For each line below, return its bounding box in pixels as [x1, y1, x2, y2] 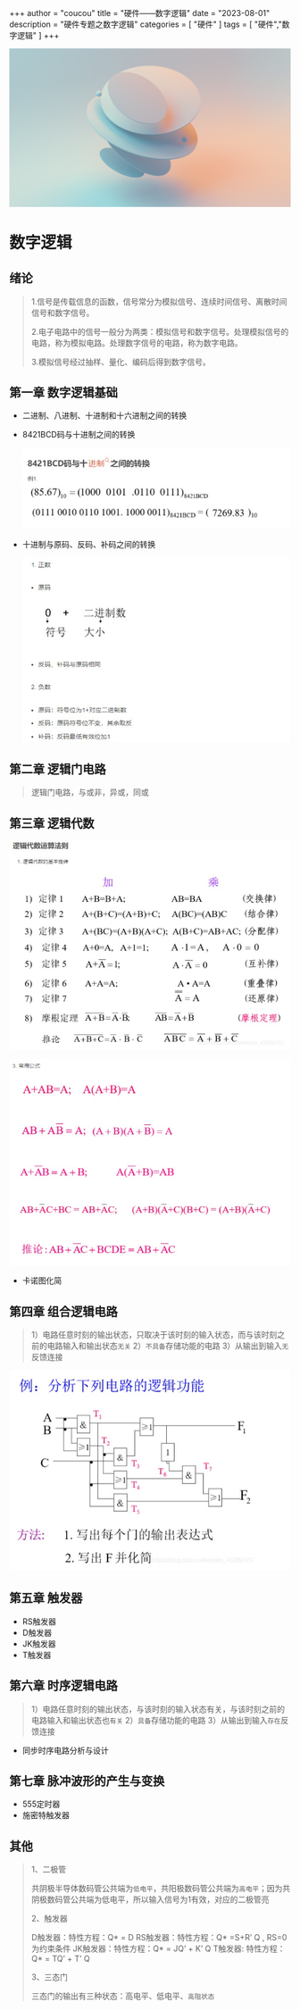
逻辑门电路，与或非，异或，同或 [30, 787, 149, 797]
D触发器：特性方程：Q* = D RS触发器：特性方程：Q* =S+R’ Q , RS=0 [30, 1932, 287, 1943]
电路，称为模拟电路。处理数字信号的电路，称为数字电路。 [30, 338, 243, 348]
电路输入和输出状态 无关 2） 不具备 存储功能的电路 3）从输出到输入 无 [46, 1340, 289, 1351]
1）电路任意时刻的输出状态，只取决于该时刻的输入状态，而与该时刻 [30, 1330, 278, 1340]
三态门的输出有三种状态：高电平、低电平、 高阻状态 [30, 1990, 215, 2002]
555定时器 [21, 1798, 61, 1810]
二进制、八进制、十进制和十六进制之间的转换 [21, 410, 187, 421]
